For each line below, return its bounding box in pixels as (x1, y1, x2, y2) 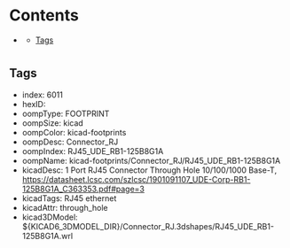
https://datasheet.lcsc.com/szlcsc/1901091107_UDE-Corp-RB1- (21, 174, 251, 184)
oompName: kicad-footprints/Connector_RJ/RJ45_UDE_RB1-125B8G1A (21, 155, 281, 166)
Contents (9, 5, 80, 26)
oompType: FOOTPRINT (21, 108, 110, 119)
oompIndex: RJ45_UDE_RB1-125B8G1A (21, 145, 164, 156)
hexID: (21, 98, 46, 109)
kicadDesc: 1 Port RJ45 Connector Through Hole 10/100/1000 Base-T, (21, 165, 278, 175)
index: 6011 (21, 89, 64, 100)
